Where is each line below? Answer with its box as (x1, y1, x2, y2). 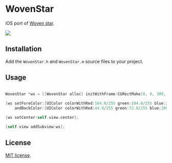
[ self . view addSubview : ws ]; (5, 124, 66, 129)
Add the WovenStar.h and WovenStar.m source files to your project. (5, 58, 143, 64)
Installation (5, 45, 42, 53)
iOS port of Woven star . (5, 20, 55, 26)
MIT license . (5, 152, 32, 158)
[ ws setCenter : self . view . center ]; (5, 115, 79, 120)
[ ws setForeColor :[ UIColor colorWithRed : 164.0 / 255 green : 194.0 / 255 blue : (5, 101, 166, 106)
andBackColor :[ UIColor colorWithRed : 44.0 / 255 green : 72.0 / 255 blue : (14, 106, 161, 111)
